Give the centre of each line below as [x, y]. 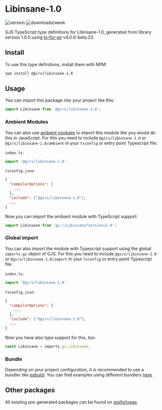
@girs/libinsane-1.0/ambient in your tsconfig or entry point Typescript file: [81, 143]
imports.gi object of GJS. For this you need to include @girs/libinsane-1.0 [81, 253]
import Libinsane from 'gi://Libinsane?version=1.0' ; [61, 225]
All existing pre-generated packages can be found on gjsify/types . [71, 402]
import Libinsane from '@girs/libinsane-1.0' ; [53, 109]
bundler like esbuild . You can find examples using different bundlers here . [79, 375]
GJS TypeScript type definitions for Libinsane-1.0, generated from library [78, 32]
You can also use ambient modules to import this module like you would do [80, 133]
